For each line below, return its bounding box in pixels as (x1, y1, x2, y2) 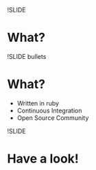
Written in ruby (16, 99, 60, 107)
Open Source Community (16, 113, 89, 122)
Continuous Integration (16, 106, 82, 114)
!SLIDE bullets (7, 52, 47, 60)
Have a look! (7, 151, 79, 167)
